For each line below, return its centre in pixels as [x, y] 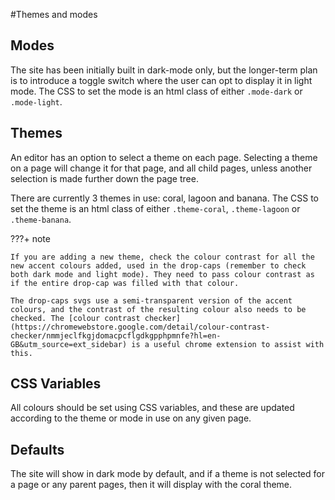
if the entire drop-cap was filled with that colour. [125, 283]
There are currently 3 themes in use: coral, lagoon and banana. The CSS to [165, 198]
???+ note [30, 238]
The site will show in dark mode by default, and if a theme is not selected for [167, 474]
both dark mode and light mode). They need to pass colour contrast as [162, 274]
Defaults [37, 449]
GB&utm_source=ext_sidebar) [69, 344]
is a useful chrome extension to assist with [228, 344]
